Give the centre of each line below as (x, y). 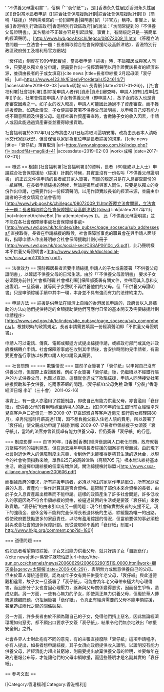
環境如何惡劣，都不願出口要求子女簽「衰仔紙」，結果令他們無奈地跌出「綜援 (81, 622)
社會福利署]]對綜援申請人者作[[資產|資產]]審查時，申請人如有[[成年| (87, 92)
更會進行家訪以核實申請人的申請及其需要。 (52, 355)
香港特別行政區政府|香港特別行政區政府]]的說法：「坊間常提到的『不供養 (84, 26)
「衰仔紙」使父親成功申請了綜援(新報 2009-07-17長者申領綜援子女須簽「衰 (80, 425)
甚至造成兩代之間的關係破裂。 (35, 606)
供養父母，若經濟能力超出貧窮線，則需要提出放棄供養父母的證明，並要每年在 (82, 651)
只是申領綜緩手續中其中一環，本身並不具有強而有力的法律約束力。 (80, 293)
